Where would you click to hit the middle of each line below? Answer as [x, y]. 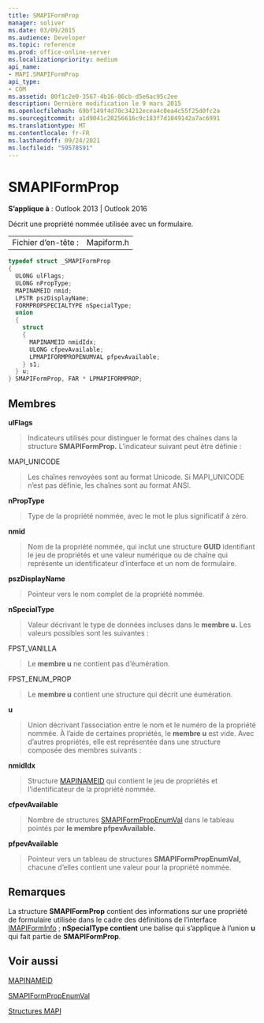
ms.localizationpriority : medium [63, 60]
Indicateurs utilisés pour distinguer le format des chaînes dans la [132, 438]
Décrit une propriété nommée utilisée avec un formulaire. [101, 224]
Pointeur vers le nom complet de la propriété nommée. [116, 594]
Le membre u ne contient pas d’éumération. [99, 664]
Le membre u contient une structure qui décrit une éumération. [130, 694]
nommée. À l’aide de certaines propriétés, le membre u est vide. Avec [141, 733]
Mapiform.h [108, 243]
